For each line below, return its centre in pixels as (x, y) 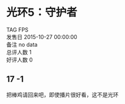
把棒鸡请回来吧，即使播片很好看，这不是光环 (62, 94)
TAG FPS (17, 29)
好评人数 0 (20, 60)
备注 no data (22, 44)
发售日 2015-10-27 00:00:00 (42, 36)
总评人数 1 (19, 52)
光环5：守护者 (42, 12)
